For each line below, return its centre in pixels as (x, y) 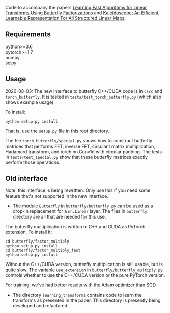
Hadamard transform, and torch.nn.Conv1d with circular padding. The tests (84, 151)
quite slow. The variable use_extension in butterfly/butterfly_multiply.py (84, 270)
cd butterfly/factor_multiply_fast (43, 250)
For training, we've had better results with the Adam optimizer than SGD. (81, 285)
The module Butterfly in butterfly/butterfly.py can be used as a (83, 206)
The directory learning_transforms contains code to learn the (77, 295)
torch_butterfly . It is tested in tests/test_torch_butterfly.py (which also (83, 97)
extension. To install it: (29, 232)
